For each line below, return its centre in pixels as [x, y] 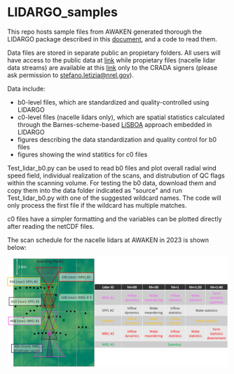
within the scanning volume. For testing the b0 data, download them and [112, 182]
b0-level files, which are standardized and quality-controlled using [113, 102]
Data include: [26, 88]
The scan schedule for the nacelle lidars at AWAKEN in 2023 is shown [108, 240]
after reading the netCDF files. [51, 226]
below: [17, 247]
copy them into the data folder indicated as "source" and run [95, 190]
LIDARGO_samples [62, 12]
